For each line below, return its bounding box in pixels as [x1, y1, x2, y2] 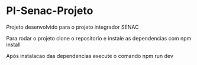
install [6, 41, 21, 48]
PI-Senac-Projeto [6, 4, 93, 18]
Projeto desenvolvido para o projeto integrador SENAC [6, 23, 139, 30]
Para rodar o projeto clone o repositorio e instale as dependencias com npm [6, 35, 192, 42]
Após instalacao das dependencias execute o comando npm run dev [6, 52, 173, 59]
